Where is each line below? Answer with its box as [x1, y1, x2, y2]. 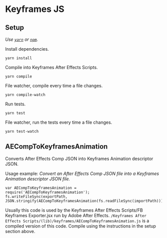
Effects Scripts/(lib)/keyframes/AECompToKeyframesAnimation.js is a [5, 218, 150, 224]
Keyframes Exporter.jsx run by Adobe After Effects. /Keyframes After [5, 212, 147, 218]
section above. [5, 228, 36, 234]
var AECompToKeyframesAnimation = [5, 185, 77, 190]
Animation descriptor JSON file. [5, 175, 71, 182]
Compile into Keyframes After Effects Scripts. [5, 65, 98, 70]
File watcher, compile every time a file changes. [5, 83, 103, 88]
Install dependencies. [5, 46, 49, 52]
